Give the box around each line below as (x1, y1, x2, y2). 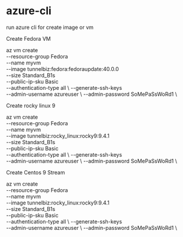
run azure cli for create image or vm (6, 24, 94, 31)
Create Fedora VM (6, 35, 52, 42)
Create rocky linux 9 (6, 102, 56, 109)
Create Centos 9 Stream (6, 168, 65, 176)
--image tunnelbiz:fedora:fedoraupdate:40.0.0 (6, 65, 119, 72)
